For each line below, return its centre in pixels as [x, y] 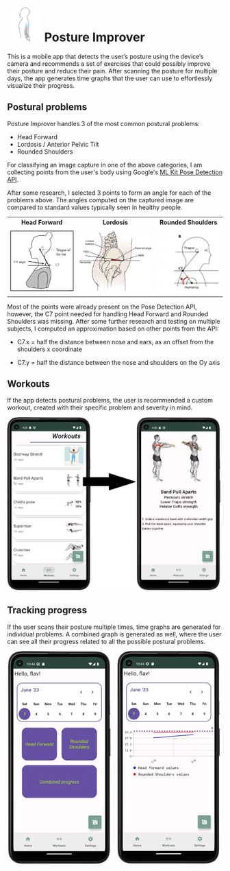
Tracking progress [47, 610]
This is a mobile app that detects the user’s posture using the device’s [105, 56]
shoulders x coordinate [49, 349]
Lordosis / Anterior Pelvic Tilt [58, 144]
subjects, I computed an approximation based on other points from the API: [113, 329]
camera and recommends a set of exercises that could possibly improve [109, 63]
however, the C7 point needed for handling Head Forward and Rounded [108, 314]
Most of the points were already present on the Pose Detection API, [102, 307]
